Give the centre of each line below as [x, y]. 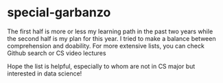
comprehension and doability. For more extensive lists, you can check [106, 46]
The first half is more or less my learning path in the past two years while [110, 31]
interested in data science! [45, 73]
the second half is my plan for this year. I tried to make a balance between [111, 38]
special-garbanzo [59, 13]
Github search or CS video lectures [57, 53]
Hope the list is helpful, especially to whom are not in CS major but [101, 66]
